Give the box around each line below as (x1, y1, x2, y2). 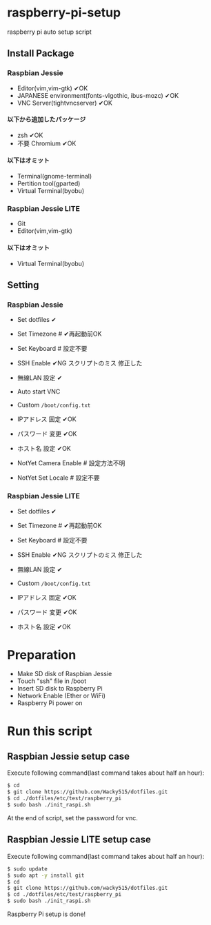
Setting (7, 279, 39, 291)
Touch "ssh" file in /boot (17, 677, 87, 685)
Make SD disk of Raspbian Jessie (17, 670, 112, 678)
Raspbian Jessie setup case (7, 751, 130, 762)
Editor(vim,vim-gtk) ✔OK (17, 84, 88, 92)
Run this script (7, 723, 92, 739)
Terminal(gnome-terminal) (17, 172, 92, 181)
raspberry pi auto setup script (7, 28, 92, 36)
